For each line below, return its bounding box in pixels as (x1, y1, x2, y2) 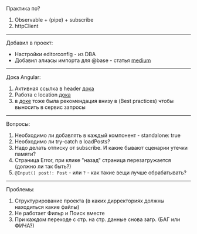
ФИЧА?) (14, 222, 35, 229)
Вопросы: (6, 121, 30, 128)
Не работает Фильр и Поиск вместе (14, 210, 105, 216)
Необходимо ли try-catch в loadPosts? (14, 138, 110, 145)
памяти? (14, 150, 36, 157)
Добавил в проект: (6, 39, 53, 46)
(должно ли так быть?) (14, 163, 72, 170)
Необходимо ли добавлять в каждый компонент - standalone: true (14, 132, 181, 139)
